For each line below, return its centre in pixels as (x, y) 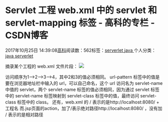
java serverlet (19, 56)
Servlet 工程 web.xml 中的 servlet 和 (81, 10)
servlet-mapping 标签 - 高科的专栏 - (80, 23)
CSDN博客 (27, 35)
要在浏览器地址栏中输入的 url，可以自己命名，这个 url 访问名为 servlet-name (84, 83)
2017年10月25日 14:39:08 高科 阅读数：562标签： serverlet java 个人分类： (81, 50)
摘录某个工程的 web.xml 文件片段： (42, 66)
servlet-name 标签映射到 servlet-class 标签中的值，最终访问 (77, 95)
